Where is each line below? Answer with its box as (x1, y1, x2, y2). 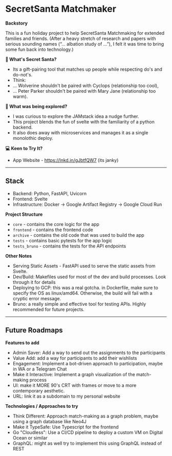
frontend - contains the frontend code (12, 226, 93, 233)
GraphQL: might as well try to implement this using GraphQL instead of (12, 440, 162, 446)
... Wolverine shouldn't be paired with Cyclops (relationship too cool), (12, 82, 159, 89)
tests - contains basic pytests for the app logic (12, 237, 113, 243)
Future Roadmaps (5, 326, 63, 335)
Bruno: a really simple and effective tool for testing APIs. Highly (12, 301, 146, 307)
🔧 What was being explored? (5, 103, 68, 109)
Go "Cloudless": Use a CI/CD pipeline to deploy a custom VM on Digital (12, 429, 163, 436)
